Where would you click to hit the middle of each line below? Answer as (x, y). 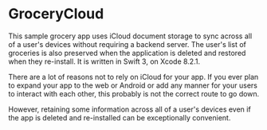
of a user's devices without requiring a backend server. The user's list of (128, 44)
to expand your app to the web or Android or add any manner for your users (133, 85)
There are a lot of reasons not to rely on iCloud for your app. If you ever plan (133, 77)
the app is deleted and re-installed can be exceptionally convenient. (120, 117)
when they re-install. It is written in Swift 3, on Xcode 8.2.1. (104, 61)
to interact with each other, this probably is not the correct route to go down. (134, 93)
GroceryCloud (56, 14)
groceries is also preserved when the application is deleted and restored (127, 53)
